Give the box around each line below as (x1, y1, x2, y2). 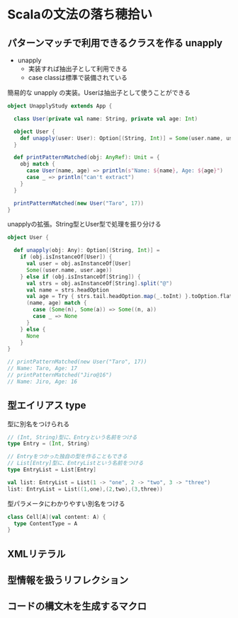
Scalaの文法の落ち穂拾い (7, 6, 153, 23)
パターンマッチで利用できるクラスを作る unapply (7, 37, 223, 49)
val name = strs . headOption (25, 286, 110, 294)
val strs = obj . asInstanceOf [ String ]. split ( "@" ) (25, 280, 173, 287)
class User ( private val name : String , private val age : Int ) (13, 115, 198, 122)
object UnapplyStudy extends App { (7, 103, 113, 110)
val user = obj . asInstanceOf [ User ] (25, 260, 132, 267)
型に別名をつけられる (7, 419, 69, 428)
